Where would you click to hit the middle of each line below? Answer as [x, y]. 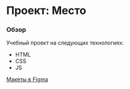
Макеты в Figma [27, 79]
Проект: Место [46, 11]
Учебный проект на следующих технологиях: [65, 43]
